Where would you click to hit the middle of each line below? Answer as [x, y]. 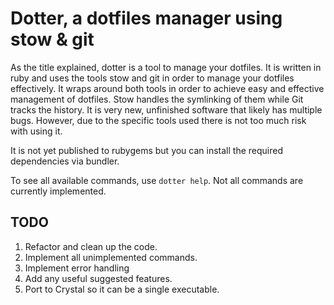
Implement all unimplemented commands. [111, 257]
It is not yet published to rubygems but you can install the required [146, 150]
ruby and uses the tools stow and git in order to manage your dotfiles [152, 78]
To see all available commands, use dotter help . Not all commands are [157, 180]
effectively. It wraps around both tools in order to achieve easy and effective [167, 88]
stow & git [52, 39]
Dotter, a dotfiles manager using [146, 18]
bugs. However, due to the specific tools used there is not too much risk [158, 120]
